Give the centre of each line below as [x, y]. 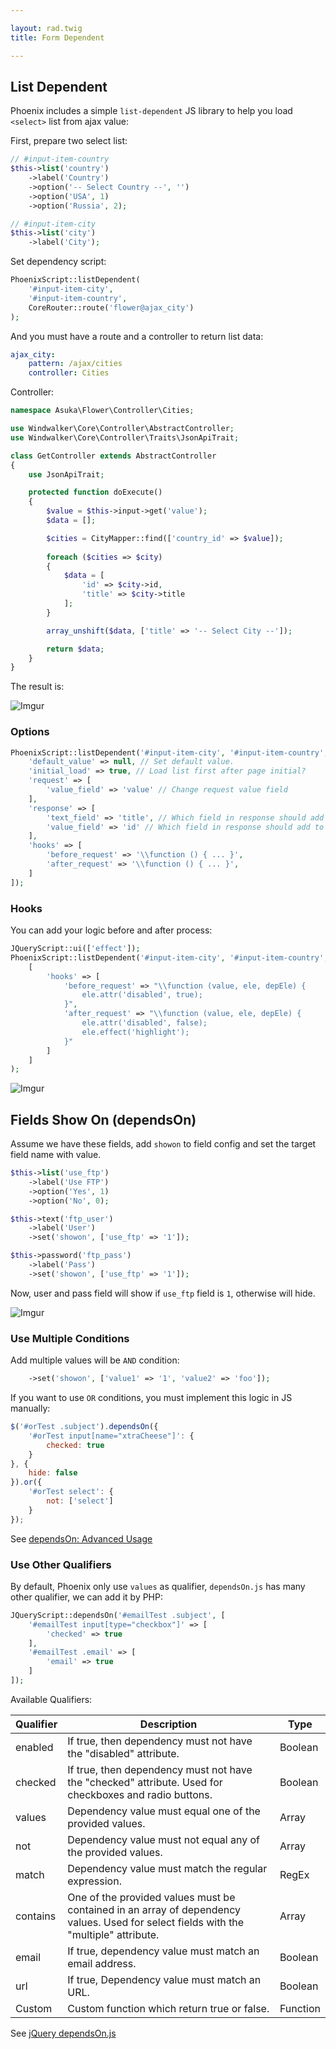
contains [36, 1916]
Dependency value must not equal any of [164, 1839]
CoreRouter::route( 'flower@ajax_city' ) [111, 307]
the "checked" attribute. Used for [145, 1782]
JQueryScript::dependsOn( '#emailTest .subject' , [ [118, 1615]
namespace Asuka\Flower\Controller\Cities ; [102, 411]
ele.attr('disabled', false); [144, 1023]
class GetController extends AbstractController [113, 456]
